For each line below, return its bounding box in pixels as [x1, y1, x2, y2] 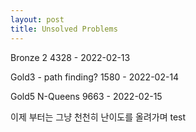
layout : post [10, 14, 65, 25]
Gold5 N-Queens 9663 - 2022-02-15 [10, 90, 163, 102]
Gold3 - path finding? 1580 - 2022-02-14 [10, 71, 180, 83]
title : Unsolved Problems [10, 24, 118, 34]
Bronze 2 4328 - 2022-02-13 [10, 51, 131, 63]
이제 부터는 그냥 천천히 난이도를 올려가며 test [10, 111, 187, 123]
